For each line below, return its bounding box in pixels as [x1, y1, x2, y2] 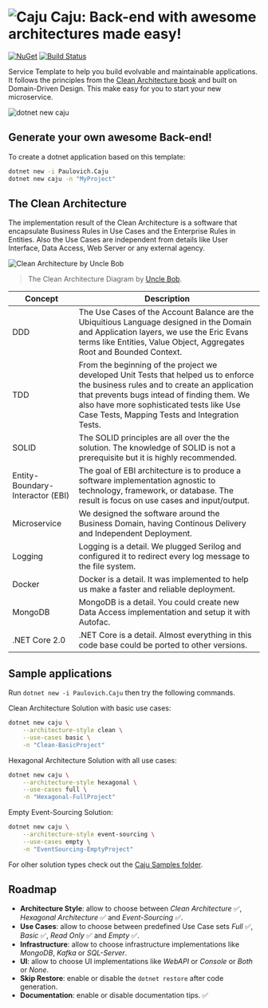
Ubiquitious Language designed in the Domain [78, 317, 252, 328]
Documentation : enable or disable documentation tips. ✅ [19, 990, 209, 1000]
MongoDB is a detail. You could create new [78, 597, 239, 608]
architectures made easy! [8, 25, 182, 43]
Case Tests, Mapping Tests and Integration [78, 409, 239, 420]
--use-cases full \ [22, 786, 88, 793]
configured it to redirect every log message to [78, 551, 250, 562]
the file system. [78, 561, 136, 572]
